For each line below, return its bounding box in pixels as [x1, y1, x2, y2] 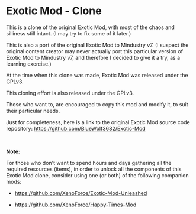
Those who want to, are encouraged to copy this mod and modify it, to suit [6, 100, 188, 108]
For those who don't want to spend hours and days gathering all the [6, 159, 172, 166]
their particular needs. [6, 107, 60, 114]
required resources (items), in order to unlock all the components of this [6, 166, 182, 173]
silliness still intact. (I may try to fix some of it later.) [6, 30, 131, 37]
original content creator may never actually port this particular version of [6, 47, 184, 54]
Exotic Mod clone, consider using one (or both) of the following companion [6, 171, 189, 179]
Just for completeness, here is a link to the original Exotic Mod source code [6, 118, 191, 125]
